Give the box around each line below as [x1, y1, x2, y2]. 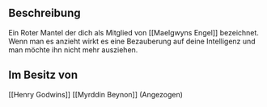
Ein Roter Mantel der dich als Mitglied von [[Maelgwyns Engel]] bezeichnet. [8, 27, 259, 37]
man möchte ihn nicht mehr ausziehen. [8, 44, 138, 55]
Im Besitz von [8, 68, 78, 82]
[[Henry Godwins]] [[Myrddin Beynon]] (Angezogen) [8, 89, 184, 99]
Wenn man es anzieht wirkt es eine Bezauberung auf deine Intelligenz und [8, 36, 256, 46]
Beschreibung [8, 6, 81, 20]
